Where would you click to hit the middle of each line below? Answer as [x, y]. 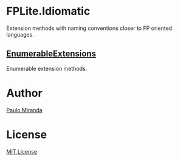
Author [24, 93]
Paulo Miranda [24, 110]
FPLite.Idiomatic [48, 11]
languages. [20, 34]
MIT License [22, 151]
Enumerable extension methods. [47, 68]
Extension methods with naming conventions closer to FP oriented [89, 28]
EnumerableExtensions [51, 54]
